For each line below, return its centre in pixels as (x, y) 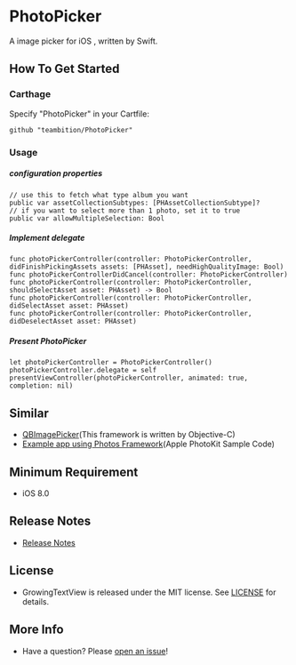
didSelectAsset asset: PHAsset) (69, 306)
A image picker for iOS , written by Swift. (84, 41)
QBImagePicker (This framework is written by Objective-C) (128, 435)
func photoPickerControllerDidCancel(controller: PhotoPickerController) (149, 275)
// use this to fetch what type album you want (99, 195)
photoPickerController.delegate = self (83, 371)
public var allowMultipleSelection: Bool (87, 218)
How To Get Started (64, 69)
